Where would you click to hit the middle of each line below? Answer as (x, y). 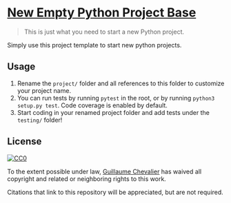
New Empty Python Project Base (102, 13)
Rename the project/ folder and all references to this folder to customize (121, 83)
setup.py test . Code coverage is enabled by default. (92, 105)
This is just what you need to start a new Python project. (104, 32)
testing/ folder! (40, 120)
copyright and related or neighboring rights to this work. (87, 179)
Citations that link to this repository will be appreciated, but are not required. (115, 192)
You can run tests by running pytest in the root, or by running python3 (116, 98)
